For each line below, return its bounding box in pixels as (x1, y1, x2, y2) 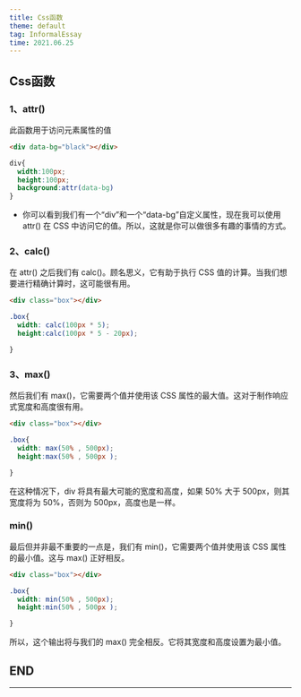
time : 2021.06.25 (9, 38, 74, 47)
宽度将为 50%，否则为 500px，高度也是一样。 (9, 496, 181, 507)
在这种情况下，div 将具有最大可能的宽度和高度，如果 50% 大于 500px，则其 (9, 486, 290, 496)
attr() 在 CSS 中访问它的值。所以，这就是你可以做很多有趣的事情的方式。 (21, 220, 291, 231)
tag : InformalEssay (9, 30, 82, 39)
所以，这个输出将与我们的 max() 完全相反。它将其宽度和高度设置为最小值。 (9, 637, 287, 648)
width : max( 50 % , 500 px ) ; (17, 443, 115, 452)
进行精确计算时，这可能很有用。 (16, 279, 135, 289)
